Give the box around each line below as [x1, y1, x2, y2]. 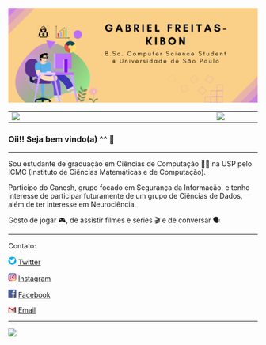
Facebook [17, 290, 51, 300]
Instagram [17, 274, 51, 283]
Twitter [17, 257, 41, 267]
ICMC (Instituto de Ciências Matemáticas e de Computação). [8, 168, 207, 176]
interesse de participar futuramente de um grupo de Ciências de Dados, [8, 191, 243, 200]
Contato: [8, 241, 37, 250]
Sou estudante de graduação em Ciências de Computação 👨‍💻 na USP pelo [8, 159, 253, 169]
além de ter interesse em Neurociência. [8, 199, 137, 209]
